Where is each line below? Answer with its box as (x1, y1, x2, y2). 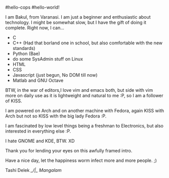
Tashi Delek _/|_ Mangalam (5, 167, 62, 173)
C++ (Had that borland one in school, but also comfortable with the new (12, 40, 163, 46)
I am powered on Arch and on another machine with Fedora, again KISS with (5, 108, 164, 113)
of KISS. (5, 98, 22, 104)
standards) (12, 45, 35, 51)
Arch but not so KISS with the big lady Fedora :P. (5, 113, 107, 119)
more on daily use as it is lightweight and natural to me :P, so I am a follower (5, 93, 163, 98)
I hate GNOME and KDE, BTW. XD (5, 138, 75, 144)
